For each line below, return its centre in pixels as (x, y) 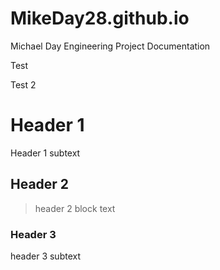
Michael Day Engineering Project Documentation (110, 46)
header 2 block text (75, 208)
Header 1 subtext (45, 153)
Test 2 (23, 84)
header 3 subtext (45, 256)
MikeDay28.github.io (100, 18)
